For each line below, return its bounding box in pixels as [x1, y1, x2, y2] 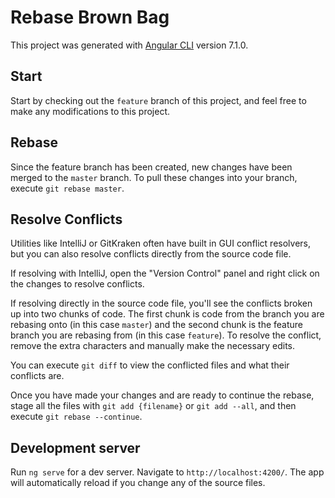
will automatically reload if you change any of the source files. [10, 477, 266, 489]
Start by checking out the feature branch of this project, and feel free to [10, 94, 307, 106]
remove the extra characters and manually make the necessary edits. [10, 340, 296, 352]
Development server [10, 439, 141, 456]
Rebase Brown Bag [10, 6, 170, 29]
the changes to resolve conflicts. [10, 278, 145, 290]
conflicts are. [10, 370, 65, 382]
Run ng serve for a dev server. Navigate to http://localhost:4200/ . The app [10, 466, 325, 478]
